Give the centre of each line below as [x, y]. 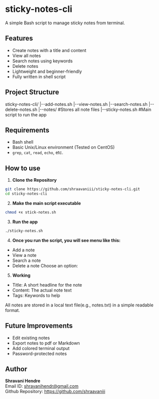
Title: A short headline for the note [47, 285]
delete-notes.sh [21, 109]
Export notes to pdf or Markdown [46, 343]
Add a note [23, 250]
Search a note [26, 260]
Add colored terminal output [41, 348]
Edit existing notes [31, 338]
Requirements [27, 130]
